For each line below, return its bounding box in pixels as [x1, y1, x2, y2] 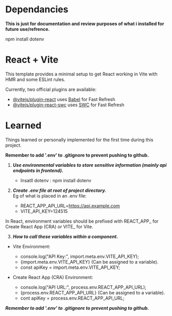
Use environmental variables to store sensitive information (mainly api [12, 162, 167, 168]
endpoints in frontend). [12, 167, 63, 173]
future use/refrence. [5, 26, 50, 32]
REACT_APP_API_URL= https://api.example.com [20, 203, 120, 209]
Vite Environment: [12, 243, 51, 249]
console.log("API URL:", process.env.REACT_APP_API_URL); [20, 284, 147, 290]
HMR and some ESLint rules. [5, 76, 66, 83]
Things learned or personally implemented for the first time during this [5, 136, 154, 143]
